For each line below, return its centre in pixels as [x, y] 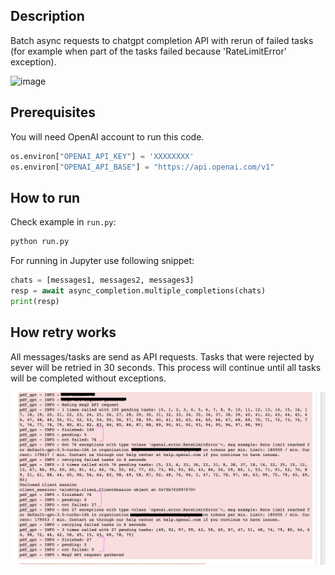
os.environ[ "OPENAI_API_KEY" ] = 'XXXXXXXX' [102, 156]
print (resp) [35, 301]
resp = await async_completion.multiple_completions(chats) [138, 290]
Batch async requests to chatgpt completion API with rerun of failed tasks [162, 40]
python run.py [40, 242]
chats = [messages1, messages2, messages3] [102, 280]
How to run [45, 197]
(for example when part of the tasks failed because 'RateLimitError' [148, 51]
